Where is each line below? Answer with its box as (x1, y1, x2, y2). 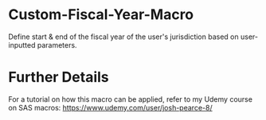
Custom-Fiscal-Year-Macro (8, 6, 194, 24)
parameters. (37, 40, 77, 49)
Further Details (8, 68, 109, 87)
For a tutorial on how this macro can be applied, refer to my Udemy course (8, 94, 253, 104)
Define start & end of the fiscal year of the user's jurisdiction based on (8, 32, 239, 41)
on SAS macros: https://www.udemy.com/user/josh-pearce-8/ (8, 103, 213, 112)
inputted (8, 40, 36, 49)
